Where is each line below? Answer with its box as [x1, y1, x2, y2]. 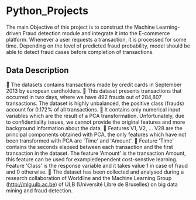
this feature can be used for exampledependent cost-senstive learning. [6, 155, 178, 162]
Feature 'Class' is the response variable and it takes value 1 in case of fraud [6, 162, 188, 169]
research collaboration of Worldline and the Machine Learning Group [6, 174, 172, 181]
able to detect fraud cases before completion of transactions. [6, 48, 154, 55]
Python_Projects [6, 4, 89, 18]
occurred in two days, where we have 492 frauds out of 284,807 [6, 93, 162, 100]
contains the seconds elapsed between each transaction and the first [6, 143, 174, 150]
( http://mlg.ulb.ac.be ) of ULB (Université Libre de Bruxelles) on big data [6, 181, 178, 188]
